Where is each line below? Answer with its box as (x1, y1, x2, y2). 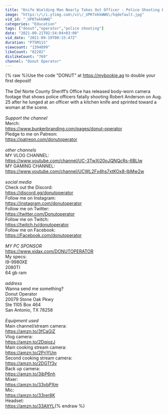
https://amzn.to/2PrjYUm (5, 350, 57, 356)
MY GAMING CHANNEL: (5, 163, 55, 169)
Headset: (5, 397, 24, 404)
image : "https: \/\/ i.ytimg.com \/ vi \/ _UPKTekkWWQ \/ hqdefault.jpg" (5, 12, 144, 17)
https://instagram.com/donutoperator (5, 200, 82, 206)
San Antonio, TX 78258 (5, 307, 53, 313)
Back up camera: (5, 366, 40, 372)
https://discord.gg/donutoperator (5, 190, 73, 196)
